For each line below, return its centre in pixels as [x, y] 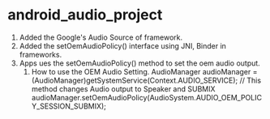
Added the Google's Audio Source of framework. [101, 37]
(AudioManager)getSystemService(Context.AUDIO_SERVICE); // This [146, 80]
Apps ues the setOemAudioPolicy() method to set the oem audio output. [139, 63]
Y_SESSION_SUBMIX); [69, 106]
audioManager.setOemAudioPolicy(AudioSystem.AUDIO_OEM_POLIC [147, 97]
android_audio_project [85, 15]
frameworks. [41, 54]
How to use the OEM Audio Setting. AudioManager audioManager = [144, 71]
